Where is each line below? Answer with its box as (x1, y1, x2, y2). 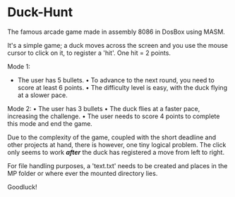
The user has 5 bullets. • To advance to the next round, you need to (17, 75, 215, 84)
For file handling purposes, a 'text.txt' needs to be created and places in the (7, 161, 228, 170)
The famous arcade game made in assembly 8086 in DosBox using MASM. (7, 27, 226, 36)
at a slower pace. (17, 91, 68, 99)
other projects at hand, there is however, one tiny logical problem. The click (7, 140, 227, 148)
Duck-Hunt (7, 4, 73, 20)
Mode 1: (7, 62, 30, 70)
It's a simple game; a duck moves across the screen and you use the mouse (7, 41, 228, 49)
